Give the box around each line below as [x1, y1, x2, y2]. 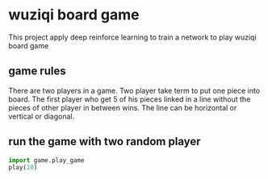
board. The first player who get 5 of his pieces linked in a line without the [8, 94, 251, 104]
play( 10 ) [8, 164, 38, 172]
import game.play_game [8, 156, 85, 164]
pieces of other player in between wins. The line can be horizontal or [8, 102, 237, 112]
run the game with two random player [8, 135, 201, 148]
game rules [8, 65, 66, 78]
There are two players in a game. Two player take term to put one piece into [8, 85, 261, 95]
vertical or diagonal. [8, 111, 75, 121]
